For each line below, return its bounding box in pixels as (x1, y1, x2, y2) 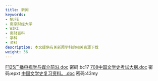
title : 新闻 (5, 7, 29, 13)
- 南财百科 (5, 31, 25, 36)
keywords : (5, 12, 26, 17)
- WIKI (5, 26, 19, 31)
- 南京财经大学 (5, 21, 33, 27)
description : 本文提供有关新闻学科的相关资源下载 (5, 45, 99, 50)
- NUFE (5, 17, 19, 22)
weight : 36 (5, 49, 28, 54)
